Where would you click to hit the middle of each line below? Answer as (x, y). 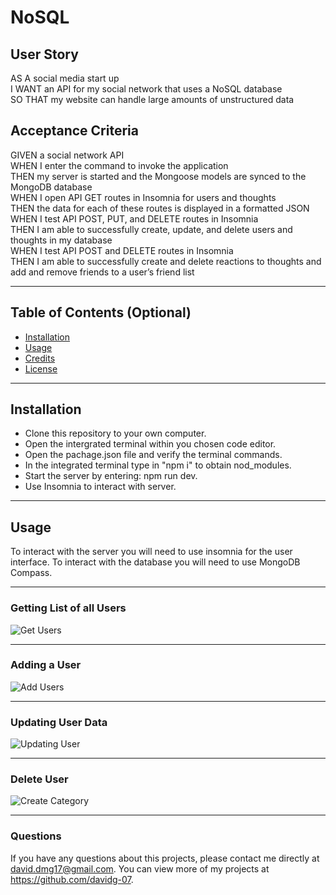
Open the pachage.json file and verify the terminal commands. (153, 455)
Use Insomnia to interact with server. (100, 487)
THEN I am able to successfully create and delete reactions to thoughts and (166, 261)
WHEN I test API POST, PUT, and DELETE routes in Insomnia (134, 218)
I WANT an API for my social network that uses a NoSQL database (146, 89)
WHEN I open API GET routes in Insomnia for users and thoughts (143, 197)
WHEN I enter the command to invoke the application (119, 165)
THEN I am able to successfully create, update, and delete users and (151, 229)
